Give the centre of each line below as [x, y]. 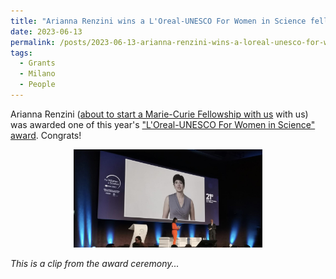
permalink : [33, 42]
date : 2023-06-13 [46, 31]
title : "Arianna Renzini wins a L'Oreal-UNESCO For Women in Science [158, 21]
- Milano [37, 74]
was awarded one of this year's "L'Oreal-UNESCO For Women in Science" [163, 124]
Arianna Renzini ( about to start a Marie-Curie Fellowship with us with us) [159, 114]
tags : [21, 53]
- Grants [37, 63]
